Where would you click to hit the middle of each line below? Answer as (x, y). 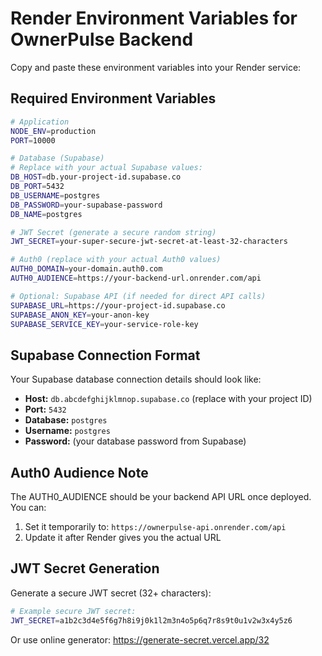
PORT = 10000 (33, 140)
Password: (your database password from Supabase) (135, 441)
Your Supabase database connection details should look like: (136, 379)
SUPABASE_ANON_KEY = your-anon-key (80, 315)
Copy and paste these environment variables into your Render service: (156, 67)
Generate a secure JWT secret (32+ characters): (111, 593)
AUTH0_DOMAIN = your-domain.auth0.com (86, 269)
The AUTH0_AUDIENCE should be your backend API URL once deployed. (161, 496)
